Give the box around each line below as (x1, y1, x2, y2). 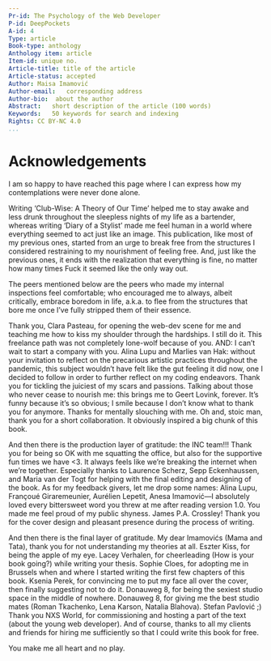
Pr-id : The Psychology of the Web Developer (8, 11, 161, 20)
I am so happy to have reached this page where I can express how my (8, 179, 242, 189)
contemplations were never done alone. (8, 187, 141, 197)
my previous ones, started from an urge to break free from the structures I (8, 237, 256, 247)
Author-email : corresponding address (8, 87, 143, 96)
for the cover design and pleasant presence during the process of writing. (8, 517, 255, 527)
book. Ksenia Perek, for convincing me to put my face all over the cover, (8, 576, 249, 586)
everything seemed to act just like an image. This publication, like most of (8, 228, 253, 239)
